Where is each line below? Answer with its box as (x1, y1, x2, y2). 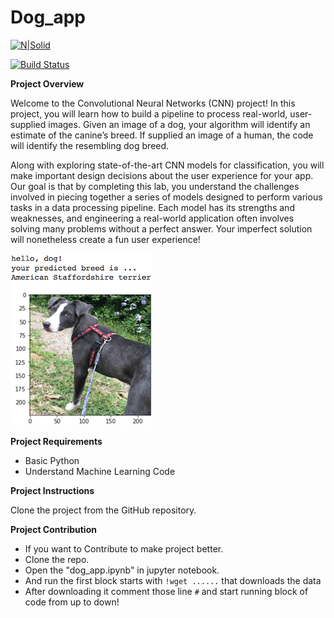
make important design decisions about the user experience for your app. (10, 169, 314, 181)
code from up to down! (24, 596, 120, 608)
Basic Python (24, 454, 80, 466)
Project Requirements (10, 435, 103, 447)
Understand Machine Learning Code (24, 465, 176, 477)
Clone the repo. (24, 553, 90, 565)
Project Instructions (10, 484, 95, 496)
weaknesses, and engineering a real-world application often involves (10, 212, 295, 224)
